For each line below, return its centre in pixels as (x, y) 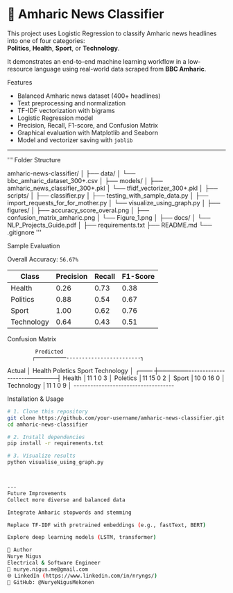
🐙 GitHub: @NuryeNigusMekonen (51, 582)
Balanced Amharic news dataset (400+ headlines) (89, 96)
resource (20, 69)
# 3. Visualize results (42, 456)
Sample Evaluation (34, 246)
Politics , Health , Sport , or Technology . (63, 48)
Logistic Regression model (55, 118)
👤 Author (20, 550)
